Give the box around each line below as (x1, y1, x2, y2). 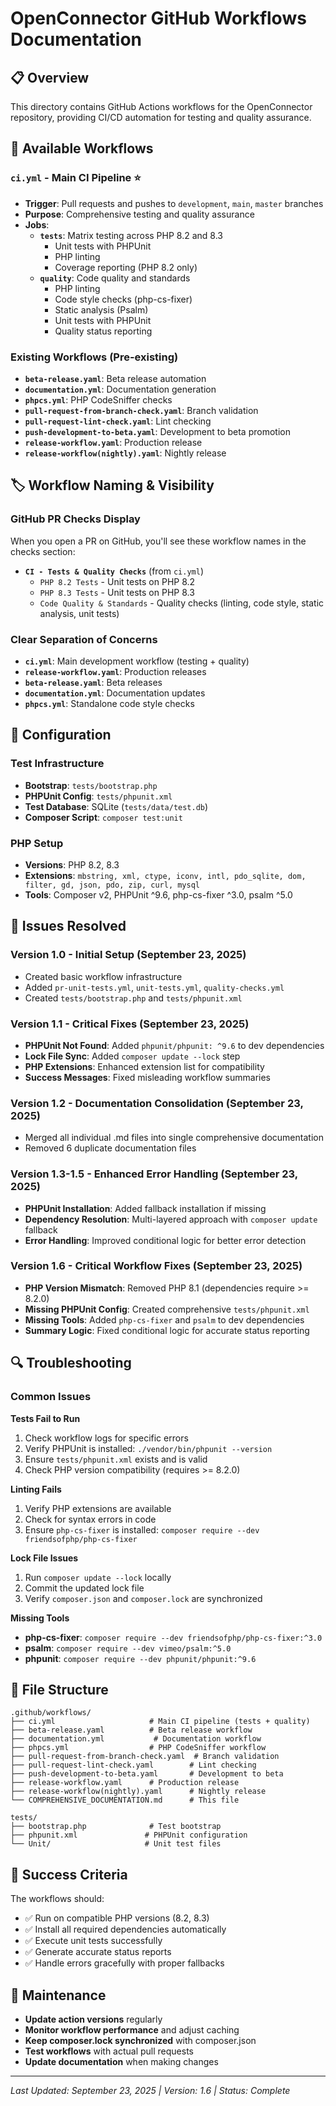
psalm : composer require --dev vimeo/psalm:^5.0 (24, 1642, 232, 1654)
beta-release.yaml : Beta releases (24, 676, 163, 688)
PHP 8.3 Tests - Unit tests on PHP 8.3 (39, 586, 195, 598)
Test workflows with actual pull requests (24, 2045, 195, 2057)
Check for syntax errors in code (24, 1513, 157, 1525)
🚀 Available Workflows (10, 140, 154, 157)
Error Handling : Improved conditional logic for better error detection (24, 1234, 307, 1246)
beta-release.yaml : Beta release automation (24, 372, 207, 384)
